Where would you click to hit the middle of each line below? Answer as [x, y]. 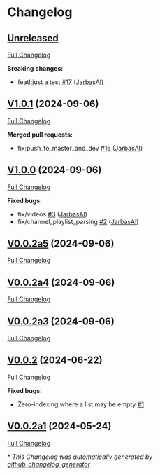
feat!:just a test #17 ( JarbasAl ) [60, 82]
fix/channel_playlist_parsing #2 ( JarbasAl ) [78, 221]
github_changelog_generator [49, 464]
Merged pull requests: [40, 135]
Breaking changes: [35, 68]
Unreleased [33, 38]
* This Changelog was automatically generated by [80, 457]
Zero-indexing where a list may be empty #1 [81, 404]
